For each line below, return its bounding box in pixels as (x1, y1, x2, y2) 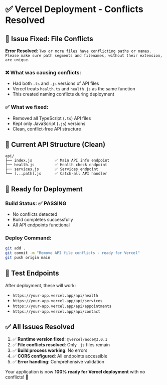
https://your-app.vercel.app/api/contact (12, 309, 100, 314)
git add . (5, 246, 26, 251)
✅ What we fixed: (5, 104, 49, 111)
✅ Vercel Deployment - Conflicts (5, 4, 144, 15)
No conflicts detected (12, 211, 58, 217)
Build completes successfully (12, 217, 74, 223)
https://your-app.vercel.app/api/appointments (12, 304, 112, 309)
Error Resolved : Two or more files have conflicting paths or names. (5, 48, 152, 54)
